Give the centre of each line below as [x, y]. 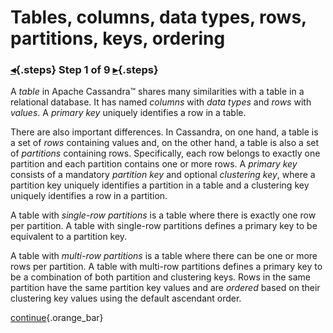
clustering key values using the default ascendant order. [126, 298]
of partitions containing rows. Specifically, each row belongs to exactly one [165, 153]
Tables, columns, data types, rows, [158, 17]
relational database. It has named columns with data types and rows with [161, 102]
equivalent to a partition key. [69, 237]
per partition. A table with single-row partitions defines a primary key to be [164, 226]
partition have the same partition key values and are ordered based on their [165, 288]
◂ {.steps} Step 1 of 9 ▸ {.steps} [84, 70]
